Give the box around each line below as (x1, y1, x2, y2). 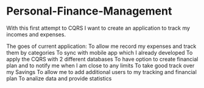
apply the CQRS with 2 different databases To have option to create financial (6, 55, 199, 63)
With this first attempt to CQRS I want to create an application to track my (6, 24, 191, 32)
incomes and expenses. (6, 30, 66, 38)
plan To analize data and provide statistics (6, 75, 112, 82)
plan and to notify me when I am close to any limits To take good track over (6, 62, 195, 69)
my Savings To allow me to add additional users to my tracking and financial (6, 68, 197, 75)
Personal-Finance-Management (6, 4, 172, 18)
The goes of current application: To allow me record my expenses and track (6, 42, 197, 50)
